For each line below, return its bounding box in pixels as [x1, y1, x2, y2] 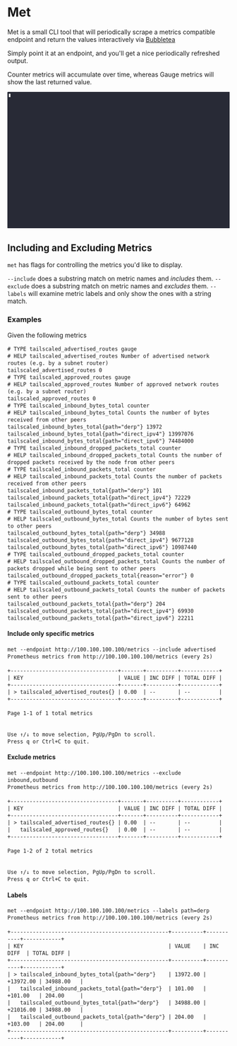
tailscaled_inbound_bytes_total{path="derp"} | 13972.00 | [20, 971, 207, 978]
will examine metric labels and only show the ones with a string [28, 290, 212, 298]
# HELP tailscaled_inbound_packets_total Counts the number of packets [7, 472, 222, 480]
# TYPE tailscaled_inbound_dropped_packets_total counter [7, 444, 181, 452]
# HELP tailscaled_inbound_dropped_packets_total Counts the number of [7, 451, 222, 459]
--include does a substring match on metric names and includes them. [7, 274, 214, 283]
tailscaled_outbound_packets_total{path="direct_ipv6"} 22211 [7, 614, 194, 622]
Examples [7, 314, 42, 324]
